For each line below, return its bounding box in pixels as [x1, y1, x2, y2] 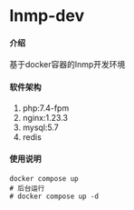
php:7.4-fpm [22, 102, 70, 114]
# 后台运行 [9, 184, 45, 193]
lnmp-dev [9, 5, 84, 26]
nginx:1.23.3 [22, 112, 68, 123]
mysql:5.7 [22, 122, 59, 133]
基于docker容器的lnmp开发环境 [9, 59, 126, 70]
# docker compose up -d [9, 192, 100, 201]
